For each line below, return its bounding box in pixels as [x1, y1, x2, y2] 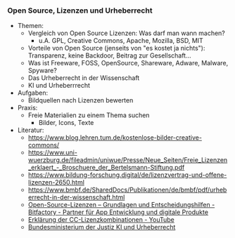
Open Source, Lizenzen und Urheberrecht [7, 6, 153, 15]
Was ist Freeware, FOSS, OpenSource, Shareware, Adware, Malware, [27, 59, 229, 67]
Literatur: [17, 126, 44, 135]
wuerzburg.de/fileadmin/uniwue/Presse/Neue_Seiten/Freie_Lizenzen [27, 156, 228, 164]
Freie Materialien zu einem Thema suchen [27, 111, 150, 119]
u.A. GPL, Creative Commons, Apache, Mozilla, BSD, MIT [38, 37, 204, 45]
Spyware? [27, 66, 58, 75]
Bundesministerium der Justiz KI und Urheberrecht [27, 223, 176, 232]
